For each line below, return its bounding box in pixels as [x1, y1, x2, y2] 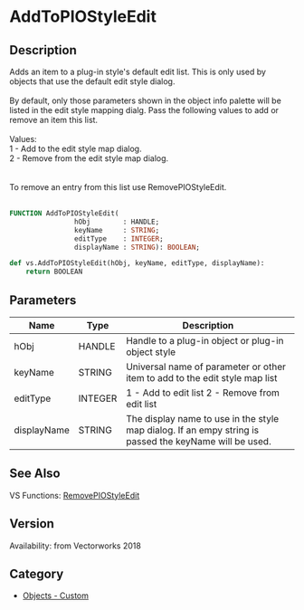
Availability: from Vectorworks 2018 [9, 540, 142, 551]
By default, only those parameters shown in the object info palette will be [9, 95, 282, 106]
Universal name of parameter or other [126, 360, 287, 373]
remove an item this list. [9, 115, 98, 125]
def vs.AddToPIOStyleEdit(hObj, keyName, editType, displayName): [9, 259, 265, 268]
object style [126, 346, 176, 358]
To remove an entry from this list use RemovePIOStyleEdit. [9, 182, 227, 192]
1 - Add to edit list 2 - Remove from [126, 386, 280, 399]
